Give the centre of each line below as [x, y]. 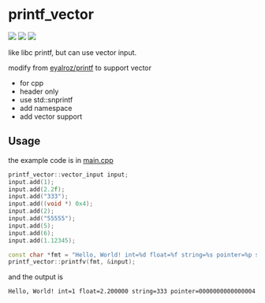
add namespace [46, 108]
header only [39, 91]
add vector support [51, 116]
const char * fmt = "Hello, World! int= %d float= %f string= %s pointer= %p [130, 255]
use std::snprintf [46, 99]
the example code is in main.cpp [61, 160]
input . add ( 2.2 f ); [37, 189]
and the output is [36, 277]
